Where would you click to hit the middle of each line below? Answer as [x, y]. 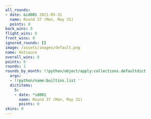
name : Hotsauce [21, 52]
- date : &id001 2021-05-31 [34, 15]
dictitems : [21, 85]
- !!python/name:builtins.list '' [46, 81]
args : [16, 76]
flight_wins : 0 [21, 33]
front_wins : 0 [20, 38]
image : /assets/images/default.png [43, 48]
